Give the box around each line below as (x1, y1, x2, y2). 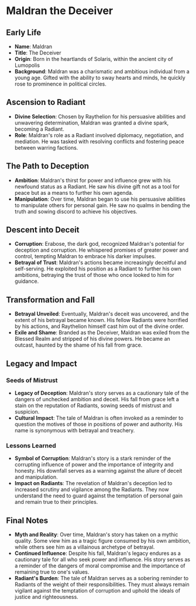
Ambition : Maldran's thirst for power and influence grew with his (14, 177, 171, 184)
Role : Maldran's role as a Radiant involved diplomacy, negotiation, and (14, 131, 184, 138)
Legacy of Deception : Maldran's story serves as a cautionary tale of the (14, 389, 189, 397)
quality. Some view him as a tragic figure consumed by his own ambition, (14, 537, 191, 544)
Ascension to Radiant (6, 97, 86, 107)
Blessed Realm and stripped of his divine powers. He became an (14, 336, 171, 343)
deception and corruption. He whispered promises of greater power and (14, 246, 189, 253)
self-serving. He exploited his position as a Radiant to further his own (14, 265, 181, 272)
